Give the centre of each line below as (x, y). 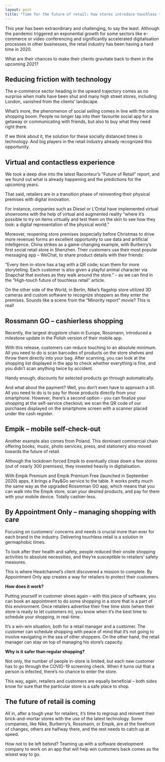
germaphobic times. (25, 542)
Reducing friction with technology (58, 79)
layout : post (18, 10)
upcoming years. (22, 184)
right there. (16, 127)
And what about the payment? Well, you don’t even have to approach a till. (80, 387)
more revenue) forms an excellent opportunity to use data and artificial (77, 240)
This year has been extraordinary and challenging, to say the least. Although (82, 28)
